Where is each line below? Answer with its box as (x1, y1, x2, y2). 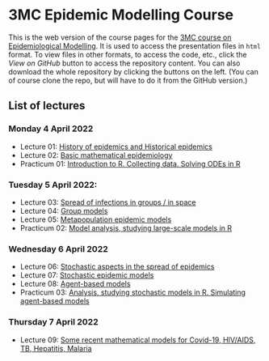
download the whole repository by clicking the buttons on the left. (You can (8, 66, 258, 76)
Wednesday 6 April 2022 (8, 243, 109, 254)
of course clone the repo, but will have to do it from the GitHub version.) (8, 75, 248, 85)
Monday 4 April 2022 (8, 123, 94, 134)
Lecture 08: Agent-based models (19, 279, 131, 289)
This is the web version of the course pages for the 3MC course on (8, 32, 232, 42)
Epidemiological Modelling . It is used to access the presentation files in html (8, 40, 261, 50)
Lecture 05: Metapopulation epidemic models (19, 214, 172, 224)
